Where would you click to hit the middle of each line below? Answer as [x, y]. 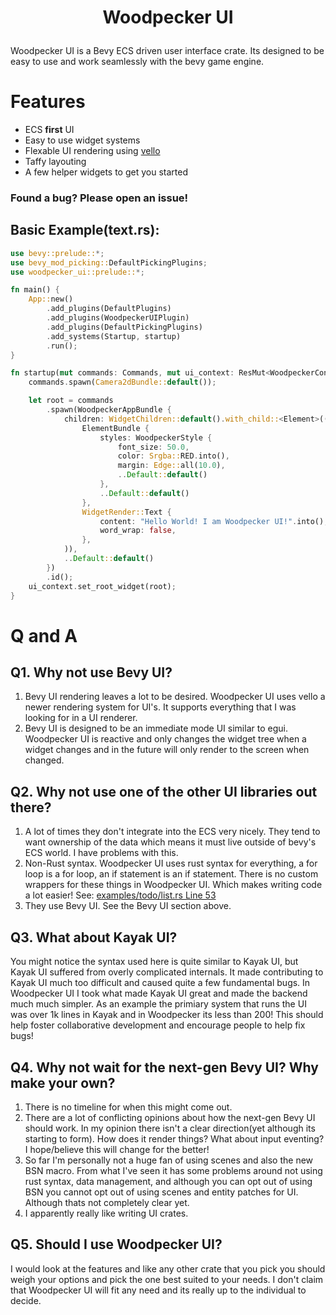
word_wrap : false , [138, 531]
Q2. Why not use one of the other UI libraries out [164, 791]
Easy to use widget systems [82, 140]
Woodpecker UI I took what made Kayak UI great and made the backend [159, 993]
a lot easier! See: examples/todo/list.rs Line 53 [120, 895]
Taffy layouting [55, 162]
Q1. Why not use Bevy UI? [91, 672]
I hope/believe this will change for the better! [117, 1149]
